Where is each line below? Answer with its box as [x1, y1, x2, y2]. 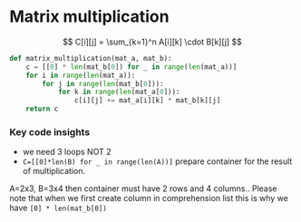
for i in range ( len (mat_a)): [25, 71, 136, 80]
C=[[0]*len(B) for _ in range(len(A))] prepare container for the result [22, 156, 293, 167]
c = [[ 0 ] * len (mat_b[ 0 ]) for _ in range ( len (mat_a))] [25, 62, 238, 72]
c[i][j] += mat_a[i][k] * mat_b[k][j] [73, 96, 221, 105]
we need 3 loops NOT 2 [22, 147, 112, 158]
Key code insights [9, 125, 91, 138]
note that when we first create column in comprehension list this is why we [9, 193, 288, 204]
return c [25, 104, 59, 114]
